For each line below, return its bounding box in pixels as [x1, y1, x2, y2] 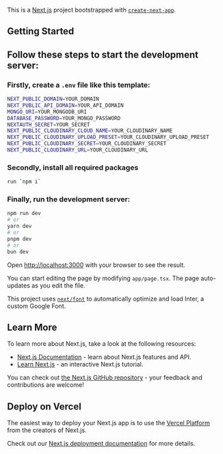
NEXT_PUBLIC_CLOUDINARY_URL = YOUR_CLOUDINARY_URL [7, 147, 148, 153]
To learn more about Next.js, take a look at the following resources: [7, 340, 196, 348]
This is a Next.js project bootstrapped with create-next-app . [7, 6, 176, 14]
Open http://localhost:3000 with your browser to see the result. [7, 260, 186, 269]
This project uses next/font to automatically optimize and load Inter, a [7, 294, 205, 303]
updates [7, 281, 31, 290]
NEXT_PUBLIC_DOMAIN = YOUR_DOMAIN [7, 96, 99, 103]
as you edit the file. [31, 281, 86, 290]
